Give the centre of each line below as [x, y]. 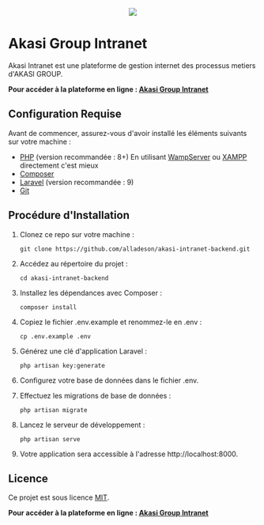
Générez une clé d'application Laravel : [83, 351]
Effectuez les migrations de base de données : [95, 395]
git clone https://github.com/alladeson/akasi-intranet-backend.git [135, 249]
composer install [48, 307]
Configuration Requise [65, 114]
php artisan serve [50, 439]
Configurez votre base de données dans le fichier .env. [109, 380]
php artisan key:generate [62, 365]
